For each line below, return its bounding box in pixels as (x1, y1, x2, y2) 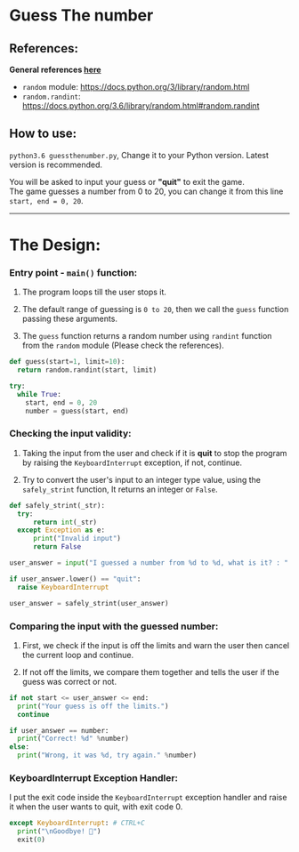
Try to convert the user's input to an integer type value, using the (21, 474, 261, 485)
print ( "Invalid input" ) (32, 535, 122, 543)
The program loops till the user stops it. (21, 286, 167, 298)
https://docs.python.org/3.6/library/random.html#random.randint (21, 100, 260, 111)
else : (9, 743, 29, 752)
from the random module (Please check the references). (21, 340, 224, 351)
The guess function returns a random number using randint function (21, 331, 272, 342)
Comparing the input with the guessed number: (9, 620, 219, 632)
